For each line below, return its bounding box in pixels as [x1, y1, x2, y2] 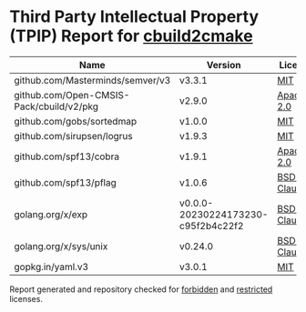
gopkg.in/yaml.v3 [14, 260, 89, 273]
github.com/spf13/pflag [14, 176, 117, 188]
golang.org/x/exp [14, 207, 88, 220]
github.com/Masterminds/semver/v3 [14, 74, 171, 86]
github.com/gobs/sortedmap [14, 115, 138, 127]
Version [206, 58, 241, 71]
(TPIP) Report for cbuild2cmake [9, 25, 253, 46]
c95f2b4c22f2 [178, 219, 244, 232]
